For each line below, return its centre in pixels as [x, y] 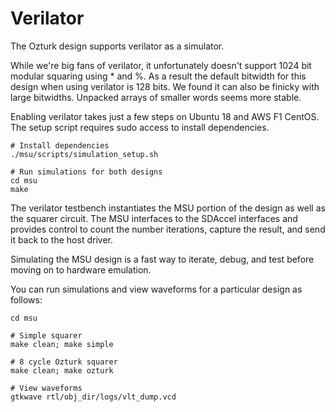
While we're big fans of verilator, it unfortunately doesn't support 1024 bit [161, 65]
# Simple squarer [46, 335]
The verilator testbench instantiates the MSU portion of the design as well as [168, 208]
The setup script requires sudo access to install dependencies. [140, 127]
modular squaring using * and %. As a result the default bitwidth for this [158, 76]
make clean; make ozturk [62, 370]
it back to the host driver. [61, 239]
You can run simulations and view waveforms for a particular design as [156, 289]
